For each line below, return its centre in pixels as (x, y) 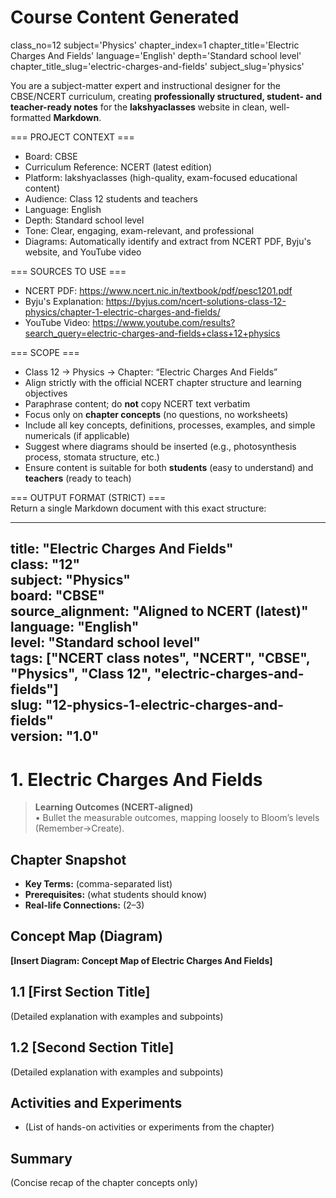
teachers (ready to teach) (78, 478)
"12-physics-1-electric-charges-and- (164, 705)
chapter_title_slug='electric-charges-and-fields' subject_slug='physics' (157, 66)
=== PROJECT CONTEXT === (72, 137)
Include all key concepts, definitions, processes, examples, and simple (170, 425)
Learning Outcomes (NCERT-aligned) (114, 807)
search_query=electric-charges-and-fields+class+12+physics (152, 333)
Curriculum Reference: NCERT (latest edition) (118, 167)
